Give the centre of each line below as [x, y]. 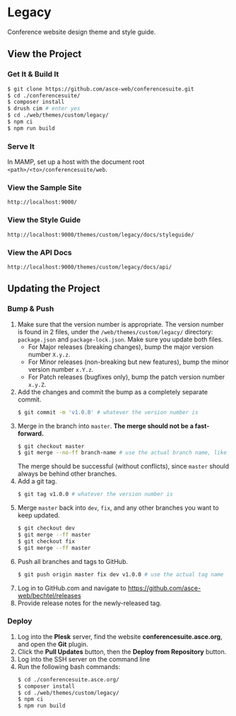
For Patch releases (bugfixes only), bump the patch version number [126, 377]
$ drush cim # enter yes [44, 109]
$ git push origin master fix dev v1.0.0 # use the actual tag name [120, 574]
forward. [31, 433]
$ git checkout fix [46, 541]
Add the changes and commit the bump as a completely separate [113, 392]
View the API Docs [40, 252]
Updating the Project [54, 289]
